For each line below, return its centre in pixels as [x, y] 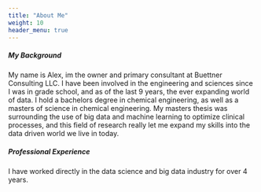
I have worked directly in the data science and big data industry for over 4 [128, 172]
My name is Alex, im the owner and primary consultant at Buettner [115, 75]
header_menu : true [38, 30]
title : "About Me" [38, 15]
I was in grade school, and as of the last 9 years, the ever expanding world [129, 92]
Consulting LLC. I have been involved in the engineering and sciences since [130, 83]
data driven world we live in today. [64, 134]
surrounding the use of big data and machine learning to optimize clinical [127, 117]
